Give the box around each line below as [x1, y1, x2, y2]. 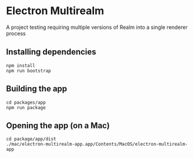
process [6, 29, 26, 37]
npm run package [6, 104, 46, 110]
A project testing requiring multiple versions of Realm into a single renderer [6, 24, 188, 31]
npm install [6, 62, 35, 68]
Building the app [6, 84, 68, 94]
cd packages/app [6, 99, 46, 106]
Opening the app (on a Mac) [6, 120, 110, 130]
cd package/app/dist [6, 136, 57, 142]
